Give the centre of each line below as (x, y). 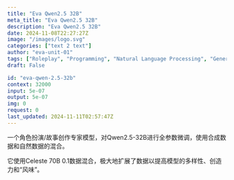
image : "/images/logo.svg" (46, 40)
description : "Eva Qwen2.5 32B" (54, 26)
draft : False (26, 65)
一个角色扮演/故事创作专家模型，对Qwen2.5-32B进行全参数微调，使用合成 (114, 137)
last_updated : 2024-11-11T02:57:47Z (60, 117)
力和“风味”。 (25, 169)
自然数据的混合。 (44, 146)
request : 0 (23, 111)
